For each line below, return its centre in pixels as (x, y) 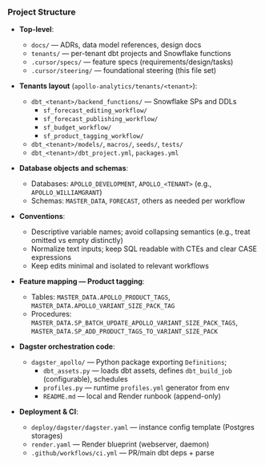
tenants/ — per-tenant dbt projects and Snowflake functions (131, 54)
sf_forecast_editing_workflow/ (95, 111)
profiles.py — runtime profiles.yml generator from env (136, 388)
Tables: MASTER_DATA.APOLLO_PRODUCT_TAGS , (100, 297)
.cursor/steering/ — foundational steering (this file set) (124, 71)
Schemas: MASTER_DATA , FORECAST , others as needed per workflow (138, 201)
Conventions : (42, 216)
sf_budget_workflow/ (77, 128)
